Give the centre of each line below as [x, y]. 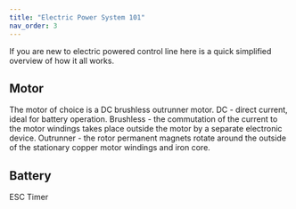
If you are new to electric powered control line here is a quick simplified [140, 51]
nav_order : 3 [33, 26]
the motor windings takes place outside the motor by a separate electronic [146, 129]
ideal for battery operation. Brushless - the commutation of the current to [144, 119]
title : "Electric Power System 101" [77, 17]
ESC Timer [29, 197]
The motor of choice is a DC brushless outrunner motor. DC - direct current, [148, 110]
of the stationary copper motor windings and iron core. [110, 148]
